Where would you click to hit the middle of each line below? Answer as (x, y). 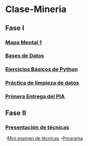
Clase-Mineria (36, 9)
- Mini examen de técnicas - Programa (44, 138)
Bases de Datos (25, 56)
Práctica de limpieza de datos (42, 83)
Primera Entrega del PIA (35, 96)
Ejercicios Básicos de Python (42, 69)
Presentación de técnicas (37, 127)
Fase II (16, 113)
